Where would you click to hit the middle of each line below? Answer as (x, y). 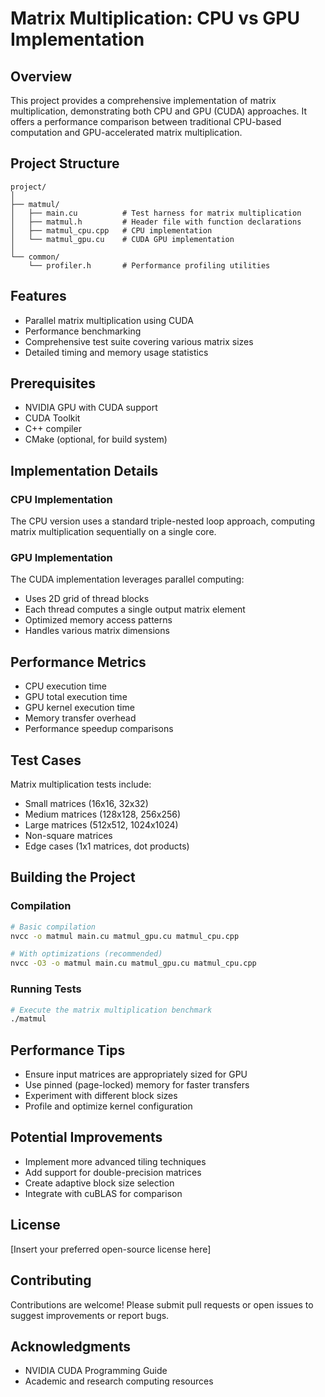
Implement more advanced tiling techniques (115, 1161)
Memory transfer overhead (80, 718)
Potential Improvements (86, 1137)
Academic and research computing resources (119, 1381)
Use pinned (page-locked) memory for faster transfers (137, 1085)
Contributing (51, 1280)
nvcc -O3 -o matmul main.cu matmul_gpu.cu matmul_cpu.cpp (133, 963)
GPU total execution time (76, 697)
